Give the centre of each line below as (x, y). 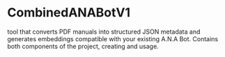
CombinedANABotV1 (69, 13)
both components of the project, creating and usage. (83, 46)
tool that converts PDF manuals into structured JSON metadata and (104, 32)
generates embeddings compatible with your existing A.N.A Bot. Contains (113, 38)
